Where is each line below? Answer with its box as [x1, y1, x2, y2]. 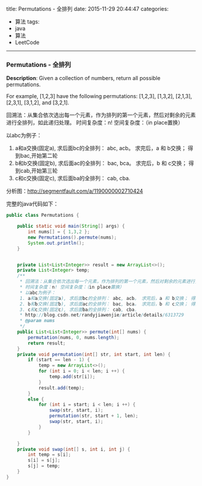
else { [28, 396, 44, 402]
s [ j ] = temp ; [28, 463, 61, 469]
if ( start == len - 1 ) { [28, 357, 90, 363]
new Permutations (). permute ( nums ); [28, 234, 117, 240]
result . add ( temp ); [38, 385, 85, 391]
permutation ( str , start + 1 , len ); [49, 413, 138, 419]
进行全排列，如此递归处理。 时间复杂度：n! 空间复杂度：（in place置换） [6, 119, 183, 126]
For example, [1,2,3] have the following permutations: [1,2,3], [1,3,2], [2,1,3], [6, 93, 192, 100]
